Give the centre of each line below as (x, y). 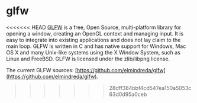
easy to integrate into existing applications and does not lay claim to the (93, 40)
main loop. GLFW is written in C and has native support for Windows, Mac (96, 46)
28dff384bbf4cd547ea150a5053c (150, 88)
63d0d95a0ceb (128, 94)
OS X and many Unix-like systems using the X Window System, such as (93, 52)
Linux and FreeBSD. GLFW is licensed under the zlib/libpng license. (88, 59)
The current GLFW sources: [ (42, 70)
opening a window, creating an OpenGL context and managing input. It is (95, 33)
